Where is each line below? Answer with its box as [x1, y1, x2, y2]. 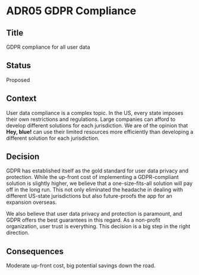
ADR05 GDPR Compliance [6, 4, 137, 18]
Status [6, 60, 31, 71]
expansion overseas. [6, 199, 57, 206]
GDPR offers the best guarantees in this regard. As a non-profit [6, 216, 160, 223]
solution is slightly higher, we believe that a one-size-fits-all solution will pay [6, 180, 193, 187]
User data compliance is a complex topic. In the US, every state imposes [6, 109, 184, 116]
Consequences [6, 246, 64, 256]
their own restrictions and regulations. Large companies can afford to [6, 116, 176, 123]
